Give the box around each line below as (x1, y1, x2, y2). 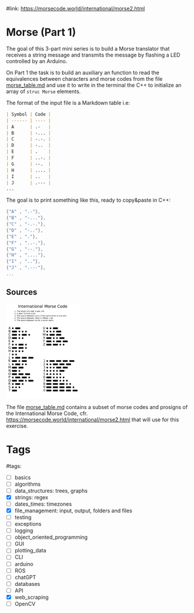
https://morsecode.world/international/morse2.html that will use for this (6, 416, 179, 423)
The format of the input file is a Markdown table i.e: (6, 99, 131, 106)
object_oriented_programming (14, 533, 88, 541)
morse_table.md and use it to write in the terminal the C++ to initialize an (6, 81, 182, 88)
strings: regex (14, 493, 49, 500)
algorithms (14, 480, 41, 487)
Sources (6, 287, 38, 297)
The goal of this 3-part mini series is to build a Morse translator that (6, 45, 170, 52)
